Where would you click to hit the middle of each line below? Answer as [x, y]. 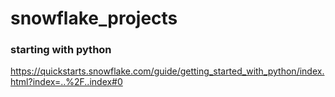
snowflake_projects [94, 18]
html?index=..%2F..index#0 [66, 82]
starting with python [61, 50]
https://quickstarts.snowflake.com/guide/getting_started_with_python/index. [167, 71]
